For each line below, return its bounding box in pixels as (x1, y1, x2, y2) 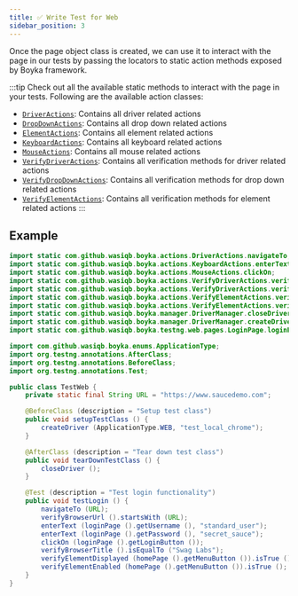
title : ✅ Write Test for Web (9, 12, 119, 22)
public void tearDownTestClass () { (25, 456, 161, 465)
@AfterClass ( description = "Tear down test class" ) (25, 447, 224, 457)
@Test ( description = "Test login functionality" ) (25, 489, 216, 498)
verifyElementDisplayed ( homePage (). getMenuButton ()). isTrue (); (41, 554, 295, 563)
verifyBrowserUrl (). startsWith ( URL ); (41, 513, 189, 521)
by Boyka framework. (9, 64, 88, 75)
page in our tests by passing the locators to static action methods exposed (9, 55, 282, 66)
